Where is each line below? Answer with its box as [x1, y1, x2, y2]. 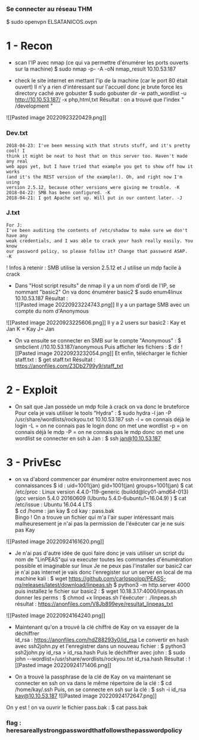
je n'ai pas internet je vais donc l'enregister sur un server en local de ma [14, 568, 192, 576]
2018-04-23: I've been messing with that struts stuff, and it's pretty [6, 142, 191, 148]
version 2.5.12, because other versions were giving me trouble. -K [6, 184, 180, 190]
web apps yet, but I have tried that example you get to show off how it [6, 163, 194, 169]
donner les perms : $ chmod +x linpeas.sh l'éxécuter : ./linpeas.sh [14, 594, 177, 601]
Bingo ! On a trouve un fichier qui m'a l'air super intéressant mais [14, 513, 175, 521]
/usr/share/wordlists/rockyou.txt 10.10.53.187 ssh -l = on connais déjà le [14, 415, 191, 423]
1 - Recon [6, 39, 53, 53]
